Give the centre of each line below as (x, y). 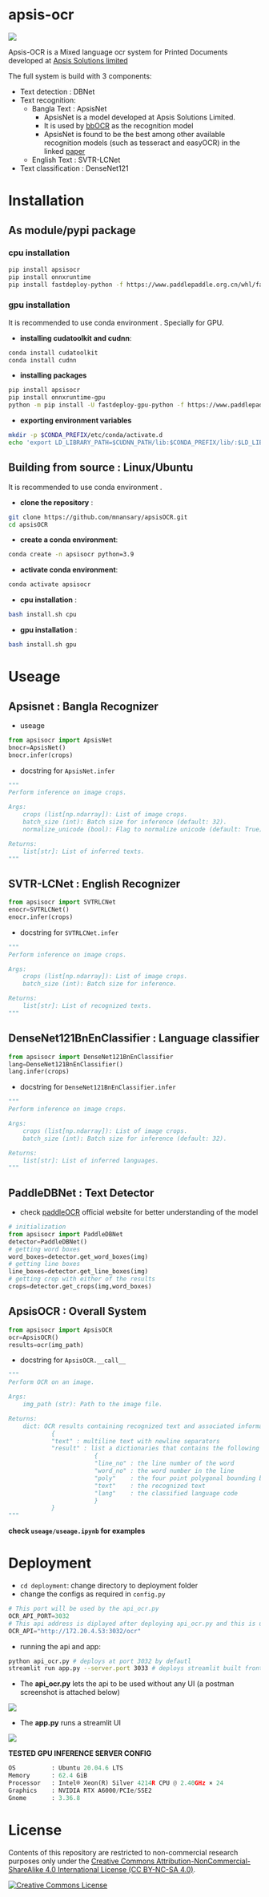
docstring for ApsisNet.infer (67, 771)
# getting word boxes (44, 1249)
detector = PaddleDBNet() (48, 1242)
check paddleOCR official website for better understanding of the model (139, 1212)
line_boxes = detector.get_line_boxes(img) (78, 1272)
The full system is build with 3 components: (80, 76)
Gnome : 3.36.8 (44, 1798)
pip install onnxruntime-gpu (57, 398)
